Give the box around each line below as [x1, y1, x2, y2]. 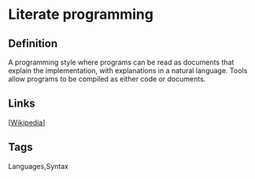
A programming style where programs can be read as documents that [8, 57, 235, 67]
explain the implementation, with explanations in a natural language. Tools [8, 66, 248, 75]
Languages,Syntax [8, 161, 69, 170]
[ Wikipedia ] [8, 118, 46, 127]
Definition [8, 37, 57, 50]
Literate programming [8, 5, 153, 24]
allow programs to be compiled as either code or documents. [8, 75, 206, 83]
